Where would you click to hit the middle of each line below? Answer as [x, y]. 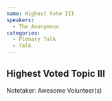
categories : [23, 33]
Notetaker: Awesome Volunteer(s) [54, 90]
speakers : [21, 20]
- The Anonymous [36, 26]
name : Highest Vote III [41, 13]
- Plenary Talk [34, 39]
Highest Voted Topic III [56, 74]
